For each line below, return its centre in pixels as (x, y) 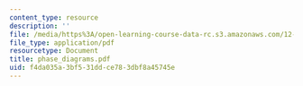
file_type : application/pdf (62, 43)
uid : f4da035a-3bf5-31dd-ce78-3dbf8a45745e (92, 68)
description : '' (40, 26)
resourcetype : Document (54, 51)
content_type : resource (54, 17)
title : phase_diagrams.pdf (60, 59)
